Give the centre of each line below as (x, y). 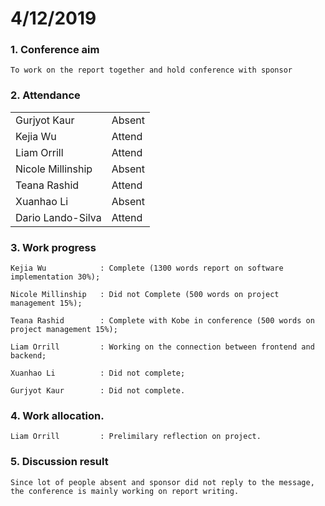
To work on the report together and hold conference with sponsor (151, 70)
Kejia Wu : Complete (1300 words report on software (147, 268)
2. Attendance (45, 95)
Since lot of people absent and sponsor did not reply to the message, (162, 482)
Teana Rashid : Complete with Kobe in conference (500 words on (162, 321)
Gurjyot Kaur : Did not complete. (98, 391)
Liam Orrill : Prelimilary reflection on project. (136, 437)
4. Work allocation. (57, 415)
